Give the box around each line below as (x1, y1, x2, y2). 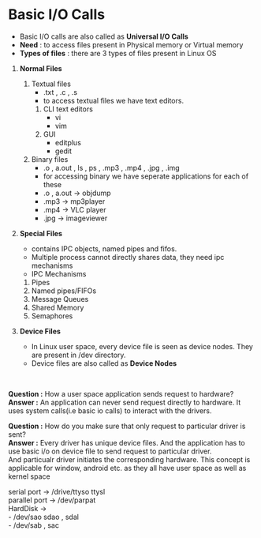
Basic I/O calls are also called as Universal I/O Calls (19, 32, 189, 41)
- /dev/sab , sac (8, 520, 59, 530)
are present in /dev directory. (31, 350, 126, 359)
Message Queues (31, 294, 89, 303)
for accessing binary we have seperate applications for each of (43, 171, 249, 181)
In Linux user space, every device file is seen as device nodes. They (31, 341, 254, 351)
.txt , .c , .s (43, 87, 77, 96)
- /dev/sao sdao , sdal (8, 512, 79, 521)
